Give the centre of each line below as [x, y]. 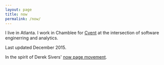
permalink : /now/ [23, 19]
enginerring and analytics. [32, 38]
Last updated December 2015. [36, 48]
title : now [16, 14]
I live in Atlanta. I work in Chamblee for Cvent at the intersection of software [82, 33]
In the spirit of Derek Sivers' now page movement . [56, 57]
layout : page [19, 10]
